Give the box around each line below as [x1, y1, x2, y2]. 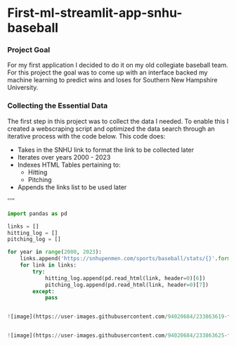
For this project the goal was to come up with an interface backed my [7, 68, 209, 77]
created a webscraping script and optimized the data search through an [7, 124, 216, 133]
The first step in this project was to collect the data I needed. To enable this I [7, 117, 229, 125]
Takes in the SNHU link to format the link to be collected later [17, 146, 195, 154]
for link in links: [20, 262, 77, 269]
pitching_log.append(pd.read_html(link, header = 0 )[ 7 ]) [44, 281, 209, 288]
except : [32, 288, 55, 295]
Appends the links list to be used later [17, 183, 127, 191]
